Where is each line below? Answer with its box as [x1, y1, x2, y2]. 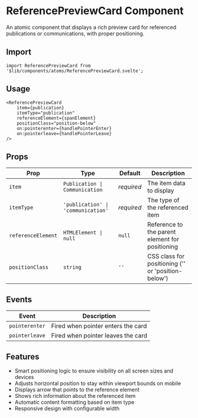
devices [14, 374, 34, 380]
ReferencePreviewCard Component [6, 4, 184, 18]
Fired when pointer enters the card [51, 322, 147, 330]
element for [147, 235, 180, 243]
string [62, 264, 82, 271]
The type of [147, 196, 180, 204]
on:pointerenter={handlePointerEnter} [16, 125, 112, 131]
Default [119, 169, 141, 178]
